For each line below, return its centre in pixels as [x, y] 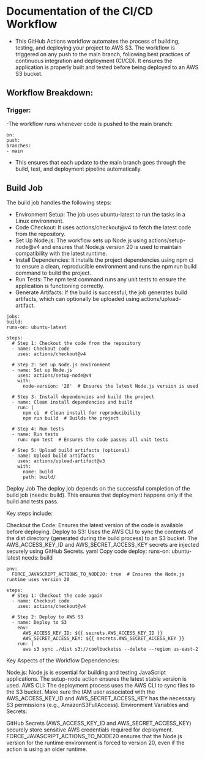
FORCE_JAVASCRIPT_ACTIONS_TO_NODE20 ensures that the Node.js [94, 736]
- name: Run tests [35, 435]
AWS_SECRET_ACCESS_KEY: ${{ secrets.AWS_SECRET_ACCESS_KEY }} [103, 639]
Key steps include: [30, 513]
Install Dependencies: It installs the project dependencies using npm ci [104, 260]
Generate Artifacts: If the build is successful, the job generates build [101, 292]
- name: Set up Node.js [42, 370]
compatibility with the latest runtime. [61, 254]
